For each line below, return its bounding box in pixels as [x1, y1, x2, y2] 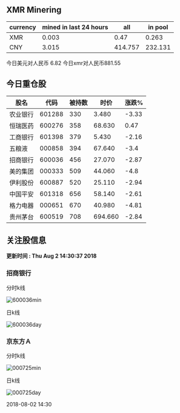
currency [9, 22, 36, 31]
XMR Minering [6, 5, 62, 15]
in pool [148, 22, 168, 31]
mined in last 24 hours [42, 22, 108, 31]
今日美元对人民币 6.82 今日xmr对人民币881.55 [6, 59, 121, 66]
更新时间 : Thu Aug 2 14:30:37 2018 [6, 252, 97, 260]
